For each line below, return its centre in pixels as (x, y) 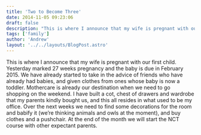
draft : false (22, 23)
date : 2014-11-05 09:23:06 (40, 17)
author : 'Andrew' (28, 39)
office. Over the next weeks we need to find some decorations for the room (99, 106)
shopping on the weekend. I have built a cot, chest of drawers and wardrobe (100, 94)
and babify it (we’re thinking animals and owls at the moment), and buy (94, 113)
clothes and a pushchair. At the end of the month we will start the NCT (93, 119)
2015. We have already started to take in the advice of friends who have (95, 75)
